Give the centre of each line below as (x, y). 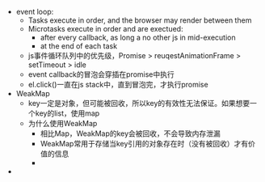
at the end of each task (79, 46)
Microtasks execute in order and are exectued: (105, 29)
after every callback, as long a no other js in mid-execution (138, 37)
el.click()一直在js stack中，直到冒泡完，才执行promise (118, 85)
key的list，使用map (67, 113)
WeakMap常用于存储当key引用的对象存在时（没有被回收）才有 (144, 144)
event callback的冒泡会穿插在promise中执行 (101, 74)
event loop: (35, 12)
